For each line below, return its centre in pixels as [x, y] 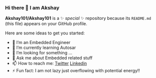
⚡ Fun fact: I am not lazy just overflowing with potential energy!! [76, 71]
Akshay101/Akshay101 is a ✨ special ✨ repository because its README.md [78, 18]
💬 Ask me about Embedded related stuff [52, 58]
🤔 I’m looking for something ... [42, 53]
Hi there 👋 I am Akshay [32, 8]
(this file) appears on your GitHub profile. [46, 24]
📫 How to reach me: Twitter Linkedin [49, 63]
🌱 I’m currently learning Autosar [44, 47]
